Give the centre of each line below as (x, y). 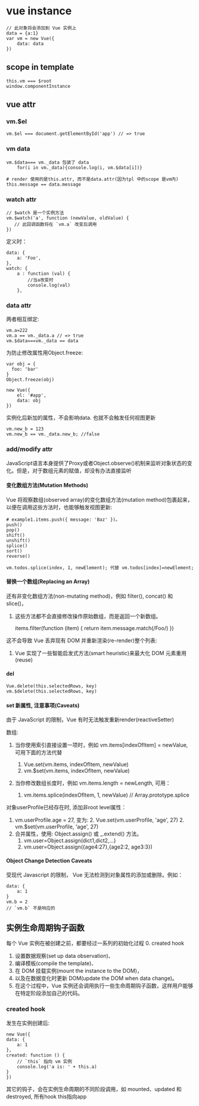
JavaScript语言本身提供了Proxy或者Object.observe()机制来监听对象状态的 (97, 463)
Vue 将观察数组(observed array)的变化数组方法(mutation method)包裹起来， (99, 499)
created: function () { (36, 1055)
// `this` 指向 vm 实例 (45, 1061)
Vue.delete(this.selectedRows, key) (52, 686)
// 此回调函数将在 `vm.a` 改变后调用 (55, 225)
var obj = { (21, 364)
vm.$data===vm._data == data (42, 341)
